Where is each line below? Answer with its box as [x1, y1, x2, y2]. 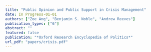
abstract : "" [5, 26, 32, 31]
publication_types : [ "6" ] [5, 21, 59, 26]
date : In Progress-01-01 [5, 12, 57, 17]
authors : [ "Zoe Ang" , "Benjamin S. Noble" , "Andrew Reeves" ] [5, 16, 135, 21]
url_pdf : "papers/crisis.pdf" [5, 40, 68, 45]
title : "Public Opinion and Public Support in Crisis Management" [5, 7, 146, 12]
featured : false [5, 30, 39, 35]
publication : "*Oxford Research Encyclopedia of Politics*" [5, 35, 133, 40]
